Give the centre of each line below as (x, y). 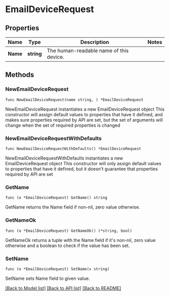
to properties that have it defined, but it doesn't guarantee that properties (82, 169)
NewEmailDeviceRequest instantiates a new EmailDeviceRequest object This (85, 109)
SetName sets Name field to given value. (48, 278)
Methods (20, 75)
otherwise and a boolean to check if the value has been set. (68, 245)
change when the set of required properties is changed (63, 125)
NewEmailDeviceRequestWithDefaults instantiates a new (64, 158)
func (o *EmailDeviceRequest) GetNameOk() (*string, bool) (69, 231)
